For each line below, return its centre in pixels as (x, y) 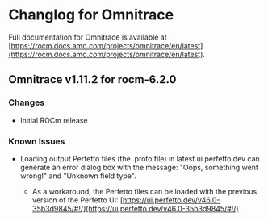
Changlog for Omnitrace (91, 15)
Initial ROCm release (54, 120)
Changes (27, 102)
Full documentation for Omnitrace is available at (88, 37)
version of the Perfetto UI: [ (77, 200)
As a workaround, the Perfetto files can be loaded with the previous (144, 191)
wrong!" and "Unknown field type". (78, 176)
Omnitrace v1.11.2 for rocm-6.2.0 (92, 79)
